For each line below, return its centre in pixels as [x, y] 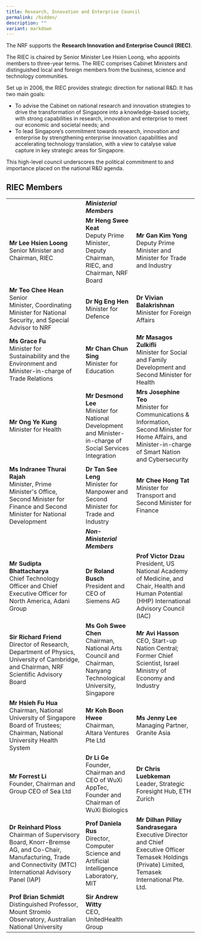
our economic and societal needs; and [62, 125]
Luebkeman [153, 777]
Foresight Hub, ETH [164, 792]
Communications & [163, 415]
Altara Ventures [108, 733]
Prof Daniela [103, 823]
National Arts [104, 648]
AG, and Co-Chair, [35, 850]
